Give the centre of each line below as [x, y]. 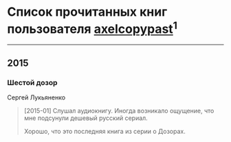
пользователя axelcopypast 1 [92, 28]
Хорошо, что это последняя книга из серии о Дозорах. [104, 131]
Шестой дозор [32, 82]
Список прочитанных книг [87, 12]
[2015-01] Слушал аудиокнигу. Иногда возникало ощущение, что [119, 110]
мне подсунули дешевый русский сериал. [86, 118]
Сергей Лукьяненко [36, 97]
